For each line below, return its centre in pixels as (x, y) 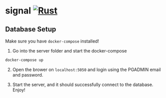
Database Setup (31, 29)
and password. (28, 74)
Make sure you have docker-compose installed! (52, 41)
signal (18, 11)
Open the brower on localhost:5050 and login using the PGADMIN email (86, 69)
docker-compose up (24, 60)
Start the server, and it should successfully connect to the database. (83, 84)
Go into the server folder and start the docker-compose (69, 51)
